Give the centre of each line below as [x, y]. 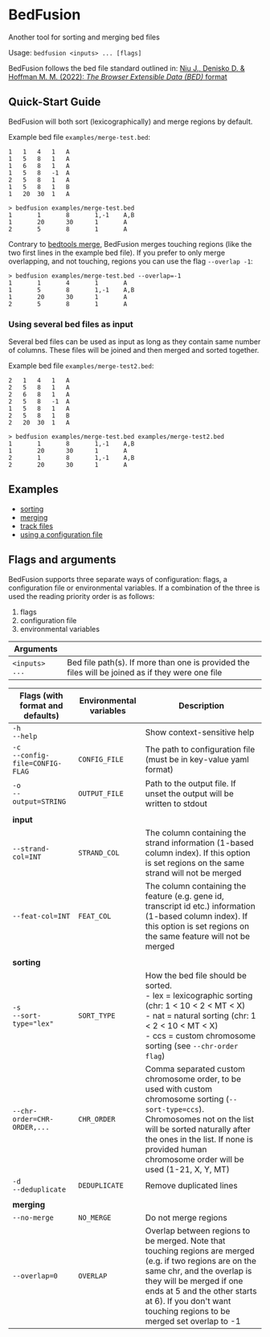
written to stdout [176, 803]
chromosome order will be [194, 1159]
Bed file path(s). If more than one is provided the [159, 662]
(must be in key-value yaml [197, 759]
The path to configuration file [200, 749]
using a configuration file [61, 534]
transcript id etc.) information [200, 906]
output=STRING [39, 801]
